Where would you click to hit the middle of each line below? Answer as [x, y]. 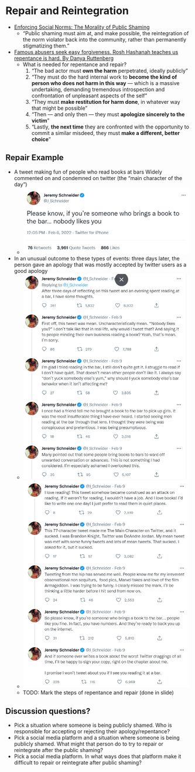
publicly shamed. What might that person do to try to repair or [88, 744]
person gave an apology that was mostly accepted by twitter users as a [100, 265]
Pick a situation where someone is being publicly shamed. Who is [93, 725]
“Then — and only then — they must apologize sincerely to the [108, 114]
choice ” [41, 139]
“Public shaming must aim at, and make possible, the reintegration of [106, 33]
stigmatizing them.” [46, 46]
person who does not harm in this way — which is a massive [105, 83]
